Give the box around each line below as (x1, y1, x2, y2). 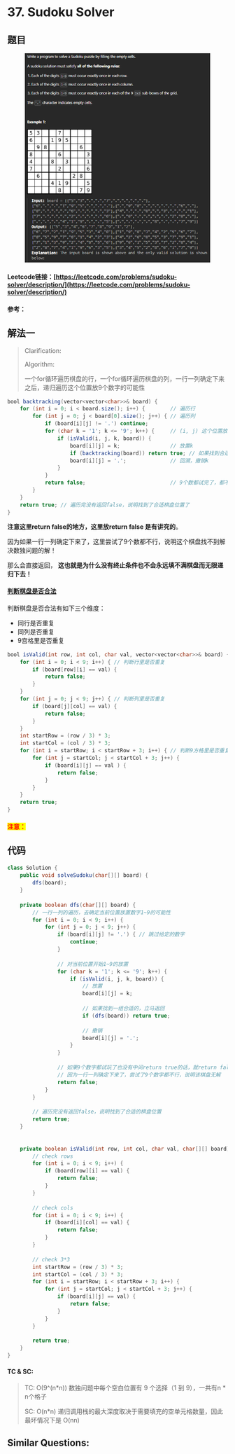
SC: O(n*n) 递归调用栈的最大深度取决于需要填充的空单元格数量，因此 (24, 1407, 224, 1415)
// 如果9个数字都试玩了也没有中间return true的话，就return (57, 1064, 217, 1072)
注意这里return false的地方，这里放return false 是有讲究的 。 (7, 522, 182, 531)
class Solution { (7, 864, 58, 872)
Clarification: (24, 346, 62, 354)
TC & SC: (7, 1367, 34, 1376)
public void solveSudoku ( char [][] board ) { (20, 872, 149, 879)
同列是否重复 (17, 628, 55, 636)
